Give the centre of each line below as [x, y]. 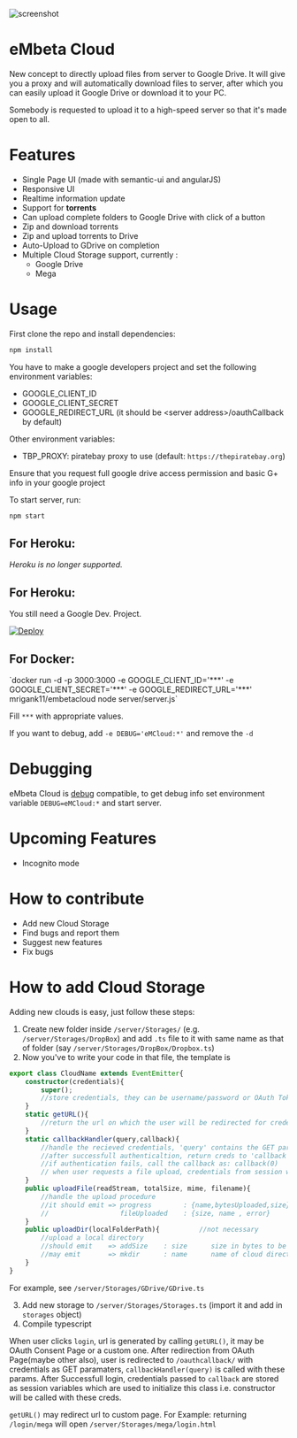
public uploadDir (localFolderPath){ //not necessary [142, 1230]
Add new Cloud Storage [65, 923]
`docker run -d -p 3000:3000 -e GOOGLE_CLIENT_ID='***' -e [122, 680]
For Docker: [42, 659]
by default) [42, 421]
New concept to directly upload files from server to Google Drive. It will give [147, 73]
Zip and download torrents [70, 227]
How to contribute [77, 899]
